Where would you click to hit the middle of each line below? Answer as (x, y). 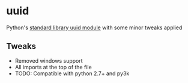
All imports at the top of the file (53, 67)
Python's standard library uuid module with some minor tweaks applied (94, 27)
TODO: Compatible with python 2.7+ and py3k (72, 73)
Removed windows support (49, 60)
